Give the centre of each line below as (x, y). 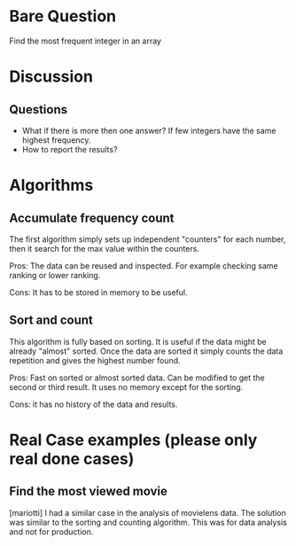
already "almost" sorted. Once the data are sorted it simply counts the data (146, 351)
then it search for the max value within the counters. (104, 248)
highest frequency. (56, 140)
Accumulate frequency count (92, 218)
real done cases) (72, 459)
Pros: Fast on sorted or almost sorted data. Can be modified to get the (137, 378)
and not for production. (51, 531)
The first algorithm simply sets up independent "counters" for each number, (148, 239)
